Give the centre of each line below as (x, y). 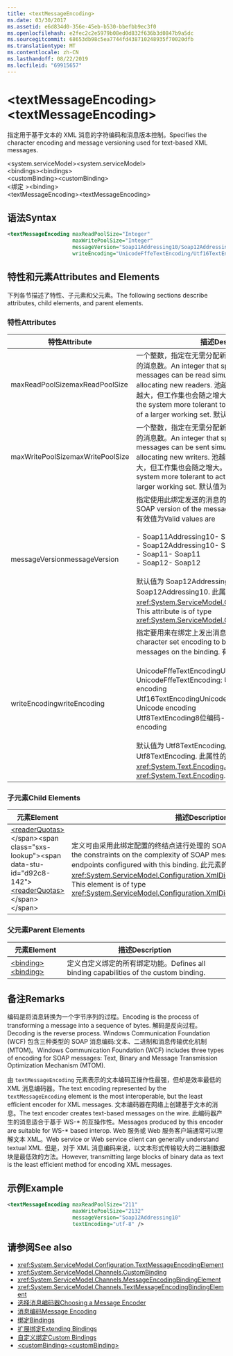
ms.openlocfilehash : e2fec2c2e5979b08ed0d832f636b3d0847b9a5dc (101, 33)
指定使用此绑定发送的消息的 (181, 499)
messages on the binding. (178, 652)
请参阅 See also (40, 1248)
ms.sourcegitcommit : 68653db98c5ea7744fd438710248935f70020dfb (101, 40)
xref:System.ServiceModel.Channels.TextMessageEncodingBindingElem (120, 1286)
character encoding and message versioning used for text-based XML (107, 143)
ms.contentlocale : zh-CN (43, 53)
